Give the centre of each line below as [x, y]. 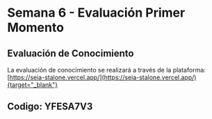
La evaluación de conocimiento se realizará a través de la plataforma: [107, 70]
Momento [36, 27]
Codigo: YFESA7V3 [50, 107]
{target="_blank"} [32, 85]
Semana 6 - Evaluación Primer [96, 13]
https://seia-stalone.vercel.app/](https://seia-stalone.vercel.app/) [103, 77]
